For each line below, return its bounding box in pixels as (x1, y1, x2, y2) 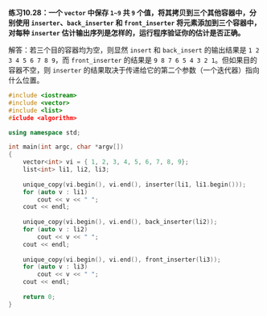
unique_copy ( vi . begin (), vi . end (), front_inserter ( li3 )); (23, 256, 221, 264)
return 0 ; (23, 293, 56, 301)
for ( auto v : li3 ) (23, 263, 88, 271)
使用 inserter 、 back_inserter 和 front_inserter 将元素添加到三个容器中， (14, 18, 261, 27)
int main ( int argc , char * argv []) (8, 143, 125, 152)
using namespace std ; (8, 128, 81, 136)
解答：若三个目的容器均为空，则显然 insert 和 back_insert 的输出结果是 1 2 (8, 45, 260, 55)
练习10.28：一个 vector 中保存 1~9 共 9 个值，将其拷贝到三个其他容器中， (8, 8, 250, 17)
